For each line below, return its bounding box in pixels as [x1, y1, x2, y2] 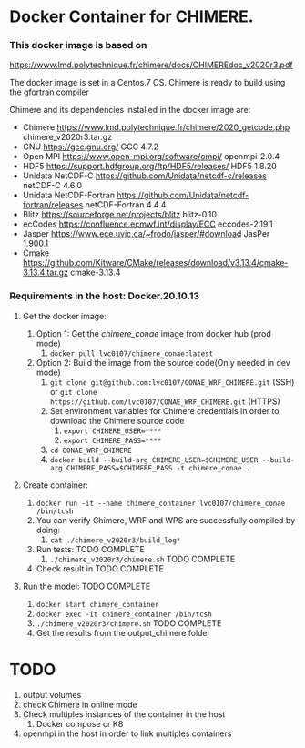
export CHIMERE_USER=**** [63, 426, 162, 436]
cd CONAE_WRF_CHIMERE [49, 446, 132, 455]
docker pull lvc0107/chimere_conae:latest [49, 349, 214, 359]
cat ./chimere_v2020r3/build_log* [49, 535, 181, 545]
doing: [36, 524, 61, 535]
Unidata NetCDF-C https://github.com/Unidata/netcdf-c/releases [22, 170, 267, 181]
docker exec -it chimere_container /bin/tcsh [36, 610, 212, 619]
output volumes [22, 689, 82, 700]
